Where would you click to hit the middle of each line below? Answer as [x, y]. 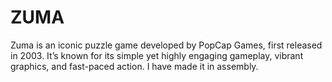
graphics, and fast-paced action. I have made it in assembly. [134, 66]
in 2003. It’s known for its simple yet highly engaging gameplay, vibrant [157, 55]
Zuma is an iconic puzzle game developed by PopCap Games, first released [166, 45]
